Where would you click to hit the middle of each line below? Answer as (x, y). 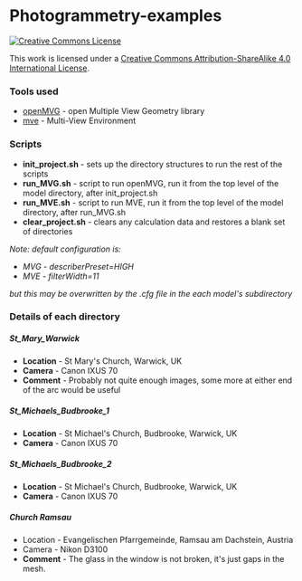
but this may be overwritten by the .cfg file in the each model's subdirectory (151, 293)
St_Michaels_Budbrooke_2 (61, 463)
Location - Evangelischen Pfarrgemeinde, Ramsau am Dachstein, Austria (158, 540)
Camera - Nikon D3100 (65, 549)
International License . (50, 68)
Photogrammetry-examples (116, 16)
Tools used (34, 91)
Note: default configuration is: (66, 249)
